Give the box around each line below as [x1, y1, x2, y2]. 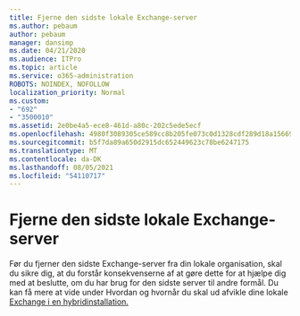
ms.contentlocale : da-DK [9, 154, 102, 164]
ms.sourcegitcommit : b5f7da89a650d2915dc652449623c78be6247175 [9, 138, 250, 147]
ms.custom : [9, 96, 50, 106]
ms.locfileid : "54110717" [9, 171, 105, 180]
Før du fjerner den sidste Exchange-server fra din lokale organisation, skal [9, 259, 283, 269]
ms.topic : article [9, 64, 78, 73]
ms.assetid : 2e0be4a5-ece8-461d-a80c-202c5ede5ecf [9, 122, 202, 131]
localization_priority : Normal [9, 88, 126, 97]
